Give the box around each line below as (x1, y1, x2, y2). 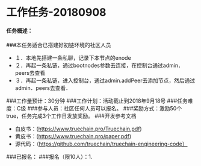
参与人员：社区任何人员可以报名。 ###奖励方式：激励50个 (37, 105, 182, 112)
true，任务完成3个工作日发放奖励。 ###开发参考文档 (6, 112, 137, 120)
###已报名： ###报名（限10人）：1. (6, 153, 93, 161)
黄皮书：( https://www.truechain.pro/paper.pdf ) (14, 133, 132, 140)
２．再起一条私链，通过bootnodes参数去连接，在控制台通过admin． (14, 62, 184, 69)
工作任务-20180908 (6, 5, 107, 19)
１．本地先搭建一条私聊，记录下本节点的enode (14, 54, 131, 62)
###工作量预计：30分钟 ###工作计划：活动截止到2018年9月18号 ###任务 (6, 97, 188, 104)
